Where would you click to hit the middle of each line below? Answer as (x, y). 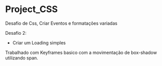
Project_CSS (31, 9)
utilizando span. (22, 58)
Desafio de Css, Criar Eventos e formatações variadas (61, 23)
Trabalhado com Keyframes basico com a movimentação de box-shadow (81, 52)
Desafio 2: (16, 33)
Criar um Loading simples (39, 43)
